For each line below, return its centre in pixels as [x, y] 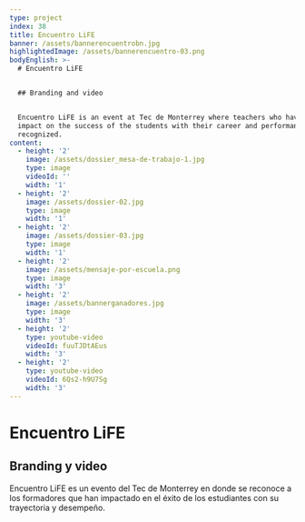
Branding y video [59, 466]
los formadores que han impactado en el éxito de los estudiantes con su [144, 497]
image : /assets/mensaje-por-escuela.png [103, 269]
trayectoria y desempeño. [58, 507]
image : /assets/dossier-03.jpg [85, 236]
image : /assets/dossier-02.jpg [85, 202]
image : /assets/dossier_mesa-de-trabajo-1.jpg [115, 160]
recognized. [40, 134]
